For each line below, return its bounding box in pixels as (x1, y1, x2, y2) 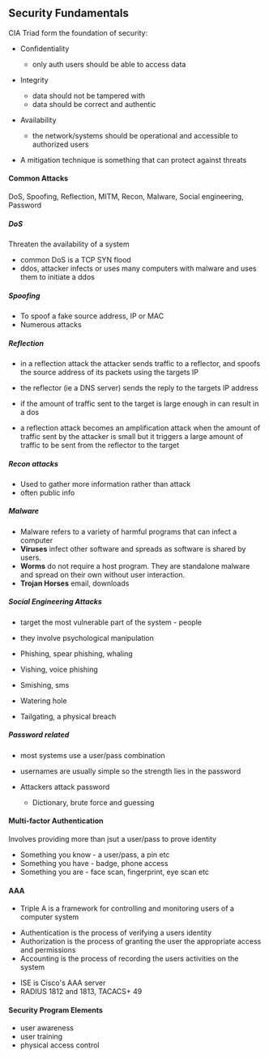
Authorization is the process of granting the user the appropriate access (19, 936, 262, 946)
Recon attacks (8, 459, 58, 468)
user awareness (19, 1023, 75, 1033)
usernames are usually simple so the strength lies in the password (19, 766, 241, 776)
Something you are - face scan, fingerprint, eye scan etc (19, 867, 209, 877)
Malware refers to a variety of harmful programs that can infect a (19, 527, 237, 536)
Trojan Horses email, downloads (19, 578, 130, 588)
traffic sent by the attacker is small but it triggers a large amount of (19, 431, 244, 441)
